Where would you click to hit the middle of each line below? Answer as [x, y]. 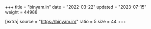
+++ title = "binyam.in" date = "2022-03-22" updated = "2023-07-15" [76, 7]
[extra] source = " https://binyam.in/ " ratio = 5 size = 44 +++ [66, 22]
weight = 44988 [21, 12]
